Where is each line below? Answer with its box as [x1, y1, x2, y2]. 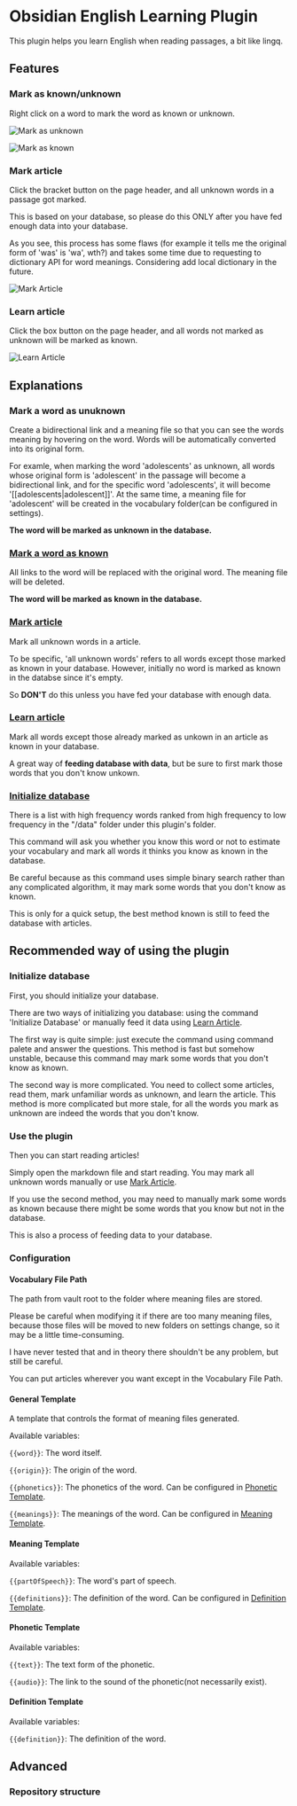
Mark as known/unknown [9, 88, 121, 100]
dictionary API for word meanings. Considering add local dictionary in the [9, 256, 277, 267]
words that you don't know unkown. [9, 767, 140, 778]
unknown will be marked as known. [9, 335, 138, 346]
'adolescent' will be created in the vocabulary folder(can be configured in [9, 498, 277, 509]
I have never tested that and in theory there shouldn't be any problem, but [9, 1347, 279, 1357]
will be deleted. [9, 576, 65, 587]
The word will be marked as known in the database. [9, 594, 202, 605]
